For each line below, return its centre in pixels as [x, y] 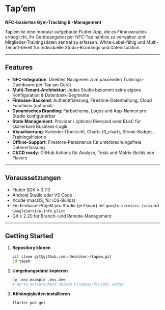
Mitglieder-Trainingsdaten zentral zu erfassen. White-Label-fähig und [75, 42]
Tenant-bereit [19, 47]
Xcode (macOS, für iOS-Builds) [44, 200]
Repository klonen [31, 248]
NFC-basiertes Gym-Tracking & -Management [53, 22]
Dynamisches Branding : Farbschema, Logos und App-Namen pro [79, 111]
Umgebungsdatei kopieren [40, 271]
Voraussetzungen [33, 178]
